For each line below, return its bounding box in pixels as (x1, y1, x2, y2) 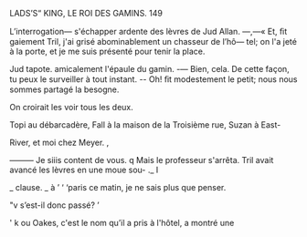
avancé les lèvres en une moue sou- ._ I (9, 164, 159, 175)
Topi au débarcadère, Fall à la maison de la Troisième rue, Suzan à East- (9, 119, 281, 130)
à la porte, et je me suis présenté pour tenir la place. (9, 46, 206, 57)
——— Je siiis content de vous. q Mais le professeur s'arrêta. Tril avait (9, 155, 274, 165)
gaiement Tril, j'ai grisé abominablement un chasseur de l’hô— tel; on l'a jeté (9, 36, 297, 46)
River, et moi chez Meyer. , (9, 137, 110, 148)
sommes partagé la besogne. (9, 84, 120, 95)
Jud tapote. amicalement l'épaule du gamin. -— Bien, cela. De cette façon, (9, 64, 290, 74)
